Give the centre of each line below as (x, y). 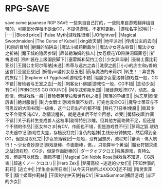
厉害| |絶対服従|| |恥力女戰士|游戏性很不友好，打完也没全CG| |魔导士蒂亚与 (80, 102)
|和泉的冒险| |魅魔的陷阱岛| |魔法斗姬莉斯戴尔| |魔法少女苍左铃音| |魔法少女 (80, 47)
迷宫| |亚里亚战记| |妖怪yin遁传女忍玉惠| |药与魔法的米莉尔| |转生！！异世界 (80, 71)
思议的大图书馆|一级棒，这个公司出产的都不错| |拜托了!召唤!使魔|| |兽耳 (80, 108)
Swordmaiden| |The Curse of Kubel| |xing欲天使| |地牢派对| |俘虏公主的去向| (81, 41)
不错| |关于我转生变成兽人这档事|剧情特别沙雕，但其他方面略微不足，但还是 (80, 120)
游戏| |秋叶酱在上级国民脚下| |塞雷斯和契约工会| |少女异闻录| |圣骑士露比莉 (83, 59)
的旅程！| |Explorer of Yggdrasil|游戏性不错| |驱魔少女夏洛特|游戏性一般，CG (81, 77)
